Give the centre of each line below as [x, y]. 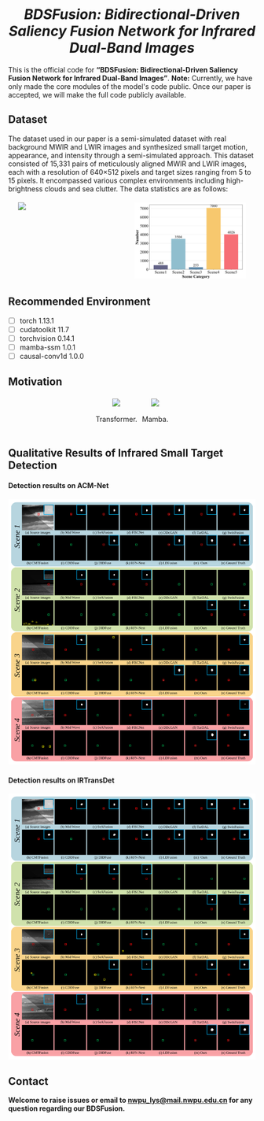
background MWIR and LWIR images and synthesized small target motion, [128, 146]
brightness [26, 189]
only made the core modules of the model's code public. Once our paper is [130, 86]
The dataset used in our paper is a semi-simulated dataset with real [117, 139]
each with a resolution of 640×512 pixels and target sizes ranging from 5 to [130, 172]
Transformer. [116, 419]
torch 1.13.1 [37, 320]
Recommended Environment [79, 302]
